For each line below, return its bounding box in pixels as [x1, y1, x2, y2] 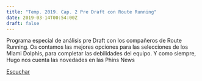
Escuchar [6, 68, 31, 76]
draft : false [6, 20, 40, 26]
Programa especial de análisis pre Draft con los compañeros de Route [6, 37, 182, 44]
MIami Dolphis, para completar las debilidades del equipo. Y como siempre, [6, 50, 197, 57]
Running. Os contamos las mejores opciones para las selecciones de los [6, 43, 188, 51]
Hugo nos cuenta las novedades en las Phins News [6, 56, 135, 64]
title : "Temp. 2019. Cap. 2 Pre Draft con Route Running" [6, 9, 157, 15]
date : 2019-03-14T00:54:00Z [6, 15, 78, 21]
